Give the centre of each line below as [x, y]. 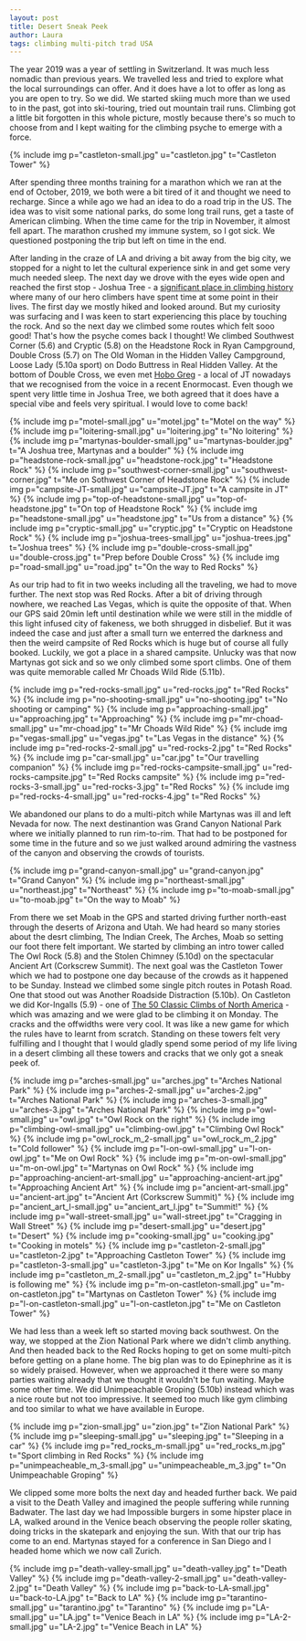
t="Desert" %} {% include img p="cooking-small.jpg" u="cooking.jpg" [142, 1236]
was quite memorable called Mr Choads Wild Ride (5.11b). [117, 672]
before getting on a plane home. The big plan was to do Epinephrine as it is [151, 1361]
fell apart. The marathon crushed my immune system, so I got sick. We [142, 231]
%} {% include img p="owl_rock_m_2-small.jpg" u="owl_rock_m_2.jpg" [143, 1139]
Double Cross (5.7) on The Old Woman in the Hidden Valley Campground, [148, 355]
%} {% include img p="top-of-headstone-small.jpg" [107, 500]
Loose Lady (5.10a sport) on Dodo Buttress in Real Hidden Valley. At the [144, 365]
